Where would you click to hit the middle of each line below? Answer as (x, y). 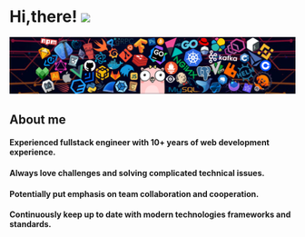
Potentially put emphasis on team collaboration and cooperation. (134, 193)
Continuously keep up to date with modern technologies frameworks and (150, 214)
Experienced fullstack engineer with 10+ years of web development (139, 143)
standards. (30, 224)
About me (38, 119)
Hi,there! (44, 17)
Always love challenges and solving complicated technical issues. (137, 173)
